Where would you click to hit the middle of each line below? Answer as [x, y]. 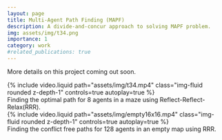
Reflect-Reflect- [182, 99]
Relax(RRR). [24, 107]
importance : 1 [28, 39]
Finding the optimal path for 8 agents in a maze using [83, 99]
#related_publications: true [49, 52]
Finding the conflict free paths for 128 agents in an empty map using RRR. [112, 129]
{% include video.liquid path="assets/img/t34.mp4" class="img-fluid [105, 85]
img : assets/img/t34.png [43, 33]
